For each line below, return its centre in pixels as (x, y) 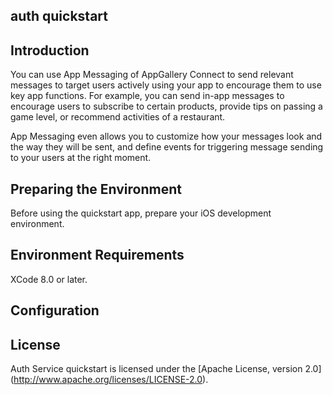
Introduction (50, 50)
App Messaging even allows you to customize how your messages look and (166, 136)
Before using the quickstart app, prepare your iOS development (141, 213)
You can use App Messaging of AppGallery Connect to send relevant (152, 75)
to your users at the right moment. (81, 158)
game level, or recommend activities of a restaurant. (118, 117)
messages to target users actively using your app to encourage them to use (166, 85)
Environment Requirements (97, 255)
